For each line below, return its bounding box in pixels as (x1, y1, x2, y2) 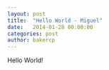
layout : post (7, 10, 46, 18)
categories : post (7, 30, 59, 37)
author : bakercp (7, 37, 55, 44)
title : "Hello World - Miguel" (7, 17, 103, 24)
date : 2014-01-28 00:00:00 (7, 23, 93, 30)
